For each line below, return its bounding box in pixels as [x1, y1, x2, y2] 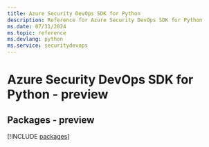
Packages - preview [7, 114, 95, 126]
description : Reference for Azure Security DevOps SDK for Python [7, 17, 203, 23]
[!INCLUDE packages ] [7, 133, 70, 140]
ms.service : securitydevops [7, 42, 89, 49]
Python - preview [7, 87, 109, 102]
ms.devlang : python [7, 36, 64, 43]
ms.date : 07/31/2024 [7, 23, 67, 30]
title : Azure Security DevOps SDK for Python [7, 10, 140, 17]
